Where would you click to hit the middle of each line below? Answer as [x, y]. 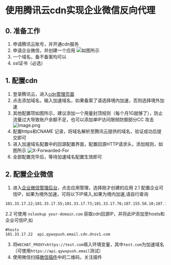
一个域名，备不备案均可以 [39, 57]
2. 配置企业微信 [29, 175]
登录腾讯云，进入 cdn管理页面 [44, 94]
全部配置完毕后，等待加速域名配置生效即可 [57, 156]
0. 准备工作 [23, 31]
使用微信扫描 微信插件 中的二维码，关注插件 [57, 257]
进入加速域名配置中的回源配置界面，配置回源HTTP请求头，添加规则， [85, 144]
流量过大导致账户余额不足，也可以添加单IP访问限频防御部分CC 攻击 [83, 119]
